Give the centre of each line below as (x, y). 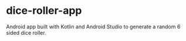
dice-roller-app (44, 11)
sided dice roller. (26, 32)
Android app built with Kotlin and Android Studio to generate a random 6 (93, 27)
